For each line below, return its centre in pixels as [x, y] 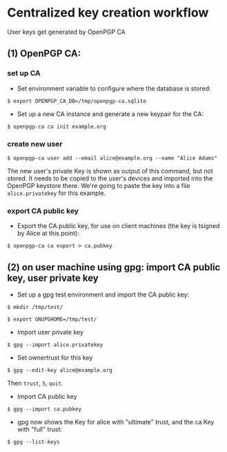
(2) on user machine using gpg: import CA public [114, 267]
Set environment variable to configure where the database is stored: [114, 88]
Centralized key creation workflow [108, 13]
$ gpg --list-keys [33, 442]
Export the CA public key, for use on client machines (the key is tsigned [118, 226]
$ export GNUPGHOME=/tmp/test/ [52, 319]
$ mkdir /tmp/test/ [35, 308]
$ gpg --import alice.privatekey [55, 345]
